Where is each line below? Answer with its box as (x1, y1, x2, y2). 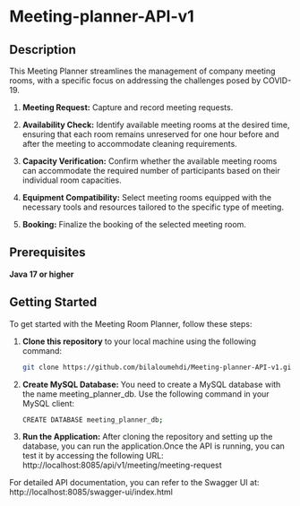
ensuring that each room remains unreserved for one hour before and (21, 129, 279, 140)
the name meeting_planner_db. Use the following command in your (21, 388, 270, 399)
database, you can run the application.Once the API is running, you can (21, 441, 285, 451)
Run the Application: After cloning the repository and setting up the (21, 432, 273, 442)
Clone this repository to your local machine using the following (21, 336, 257, 347)
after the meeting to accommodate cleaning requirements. (21, 139, 237, 149)
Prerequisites (9, 244, 86, 261)
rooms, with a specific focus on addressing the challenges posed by (9, 75, 261, 86)
